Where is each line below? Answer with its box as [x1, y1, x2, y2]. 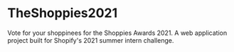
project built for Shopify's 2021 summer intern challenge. [7, 36, 174, 44]
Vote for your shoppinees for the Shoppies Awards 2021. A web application [7, 28, 228, 37]
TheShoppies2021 [7, 5, 118, 21]
